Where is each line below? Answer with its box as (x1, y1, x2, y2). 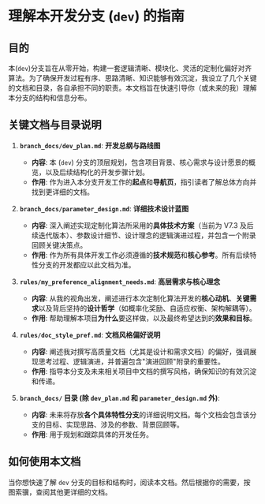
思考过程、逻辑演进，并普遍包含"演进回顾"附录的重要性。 (38, 357, 225, 366)
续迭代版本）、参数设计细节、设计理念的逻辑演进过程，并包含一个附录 (31, 230, 256, 240)
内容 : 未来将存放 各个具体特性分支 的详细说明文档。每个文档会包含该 (31, 409, 250, 419)
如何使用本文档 (8, 455, 81, 469)
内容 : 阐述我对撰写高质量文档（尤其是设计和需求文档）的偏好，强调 (31, 346, 250, 356)
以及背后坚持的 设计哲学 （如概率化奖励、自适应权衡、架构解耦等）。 (38, 303, 256, 312)
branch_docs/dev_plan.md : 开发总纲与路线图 (19, 140, 161, 150)
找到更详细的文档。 (31, 187, 95, 196)
